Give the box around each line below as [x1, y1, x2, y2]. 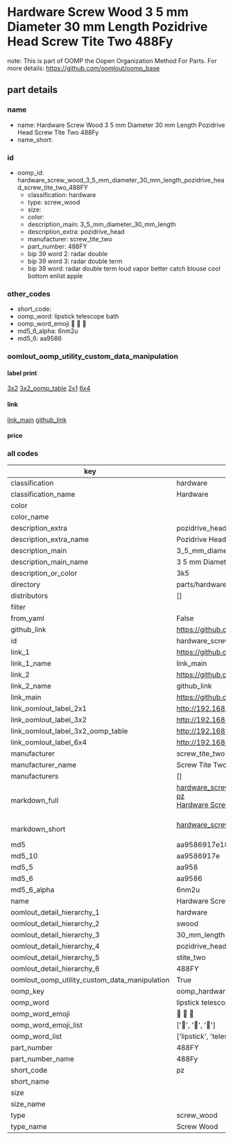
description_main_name [10, 557, 89, 567]
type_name [10, 1122, 47, 1132]
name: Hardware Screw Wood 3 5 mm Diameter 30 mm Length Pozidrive [17, 121, 225, 129]
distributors [10, 591, 49, 601]
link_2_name [10, 681, 52, 691]
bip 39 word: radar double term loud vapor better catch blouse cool [27, 264, 221, 273]
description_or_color [10, 568, 78, 578]
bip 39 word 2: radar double [27, 249, 108, 257]
